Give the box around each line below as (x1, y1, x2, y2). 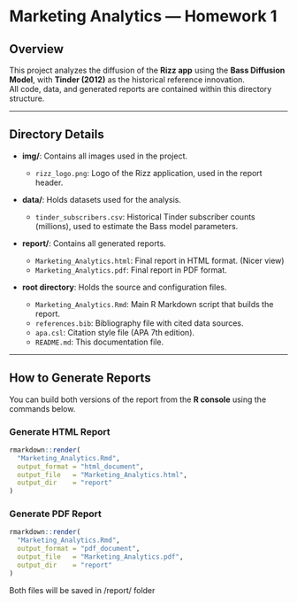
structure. (9, 93, 45, 104)
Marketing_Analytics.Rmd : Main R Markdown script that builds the (34, 298, 274, 309)
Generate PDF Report (9, 507, 102, 520)
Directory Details (9, 127, 104, 143)
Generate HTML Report (9, 425, 110, 437)
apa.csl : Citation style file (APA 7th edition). (34, 327, 195, 337)
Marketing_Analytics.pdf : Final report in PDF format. (34, 264, 227, 275)
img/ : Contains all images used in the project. (21, 151, 188, 161)
